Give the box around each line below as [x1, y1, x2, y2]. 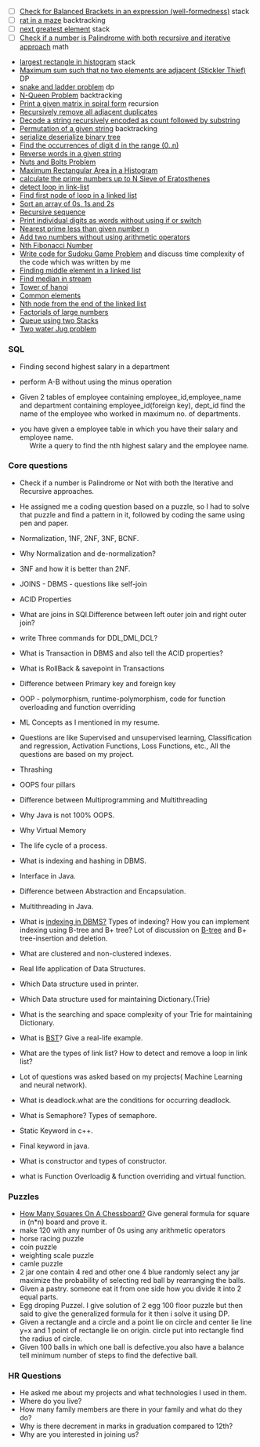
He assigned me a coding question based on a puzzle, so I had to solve [19, 502, 250, 511]
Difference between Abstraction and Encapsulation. [19, 886, 186, 896]
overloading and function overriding [19, 702, 135, 711]
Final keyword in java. [19, 1141, 90, 1150]
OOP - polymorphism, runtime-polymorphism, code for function [19, 694, 226, 703]
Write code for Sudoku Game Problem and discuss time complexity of [19, 249, 245, 258]
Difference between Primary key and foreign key [19, 678, 176, 688]
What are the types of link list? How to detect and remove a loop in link [19, 1048, 248, 1058]
